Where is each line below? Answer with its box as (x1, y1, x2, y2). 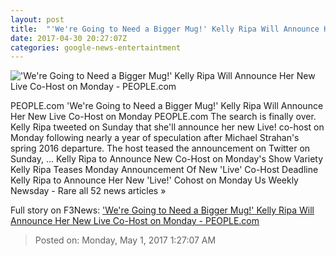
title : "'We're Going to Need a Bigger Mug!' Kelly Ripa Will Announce (10, 24, 320, 34)
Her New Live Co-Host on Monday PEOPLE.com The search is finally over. (10, 111, 317, 123)
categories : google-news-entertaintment (10, 42, 182, 53)
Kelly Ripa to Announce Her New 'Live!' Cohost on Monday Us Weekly (10, 174, 299, 186)
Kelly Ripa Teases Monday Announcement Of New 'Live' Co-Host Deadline (10, 164, 319, 176)
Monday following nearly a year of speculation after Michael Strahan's (10, 132, 300, 144)
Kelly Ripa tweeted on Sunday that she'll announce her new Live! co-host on (10, 121, 325, 133)
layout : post (10, 14, 65, 25)
